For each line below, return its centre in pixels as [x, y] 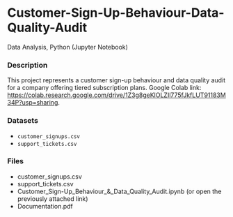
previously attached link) [53, 199]
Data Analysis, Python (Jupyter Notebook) [68, 47]
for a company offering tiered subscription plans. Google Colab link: [104, 88]
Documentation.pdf [45, 206]
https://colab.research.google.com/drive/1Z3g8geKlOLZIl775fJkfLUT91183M [116, 95]
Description [27, 65]
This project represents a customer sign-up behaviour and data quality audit [116, 80]
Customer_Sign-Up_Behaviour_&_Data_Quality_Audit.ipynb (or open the [119, 191]
